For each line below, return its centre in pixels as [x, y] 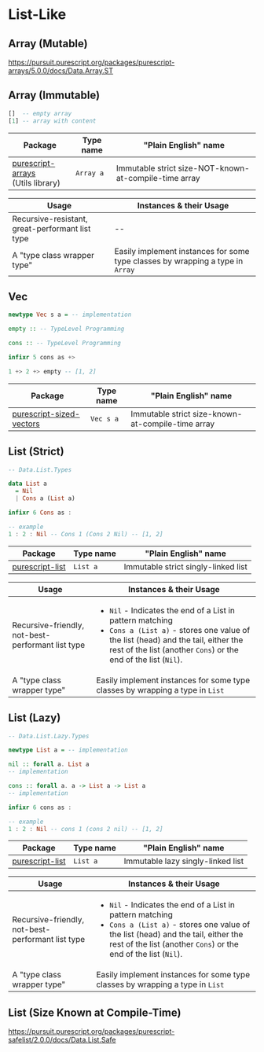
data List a [27, 484]
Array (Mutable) [48, 44]
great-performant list [51, 228]
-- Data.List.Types [40, 469]
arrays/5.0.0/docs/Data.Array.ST [61, 71]
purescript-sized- [46, 414]
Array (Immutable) [54, 96]
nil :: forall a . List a [49, 764]
